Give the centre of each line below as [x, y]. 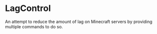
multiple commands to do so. [34, 26]
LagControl [28, 8]
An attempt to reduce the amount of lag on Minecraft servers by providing [79, 22]
